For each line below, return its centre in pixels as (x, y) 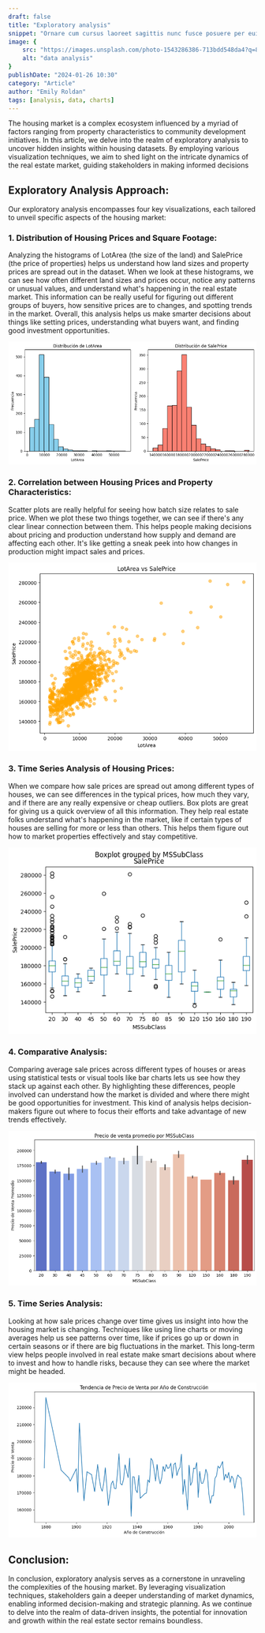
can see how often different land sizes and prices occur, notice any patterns (132, 280)
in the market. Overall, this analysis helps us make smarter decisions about (129, 314)
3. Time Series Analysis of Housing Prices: (91, 768)
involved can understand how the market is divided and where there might (129, 1094)
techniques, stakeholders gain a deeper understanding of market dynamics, (131, 1596)
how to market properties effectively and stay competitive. (103, 836)
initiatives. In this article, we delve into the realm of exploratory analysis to (128, 140)
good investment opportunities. (59, 331)
